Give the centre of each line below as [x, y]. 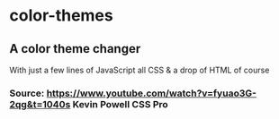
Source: [27, 93]
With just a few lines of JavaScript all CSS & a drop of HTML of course [139, 70]
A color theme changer [75, 49]
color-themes [62, 16]
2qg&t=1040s [40, 104]
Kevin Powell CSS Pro [120, 104]
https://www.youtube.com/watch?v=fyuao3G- [151, 93]
